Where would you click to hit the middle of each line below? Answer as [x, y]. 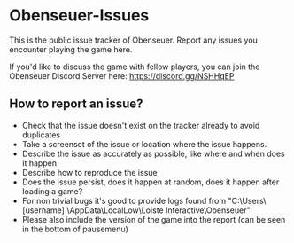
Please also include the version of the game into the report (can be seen [154, 219]
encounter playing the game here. [71, 49]
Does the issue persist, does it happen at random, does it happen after [151, 182]
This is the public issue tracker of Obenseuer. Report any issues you [134, 40]
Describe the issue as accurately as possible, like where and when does [153, 153]
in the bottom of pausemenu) [75, 229]
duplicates [41, 135]
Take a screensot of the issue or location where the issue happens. [144, 144]
